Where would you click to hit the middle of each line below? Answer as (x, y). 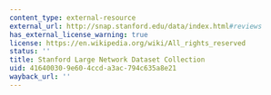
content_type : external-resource (73, 18)
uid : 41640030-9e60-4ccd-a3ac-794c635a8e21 (93, 69)
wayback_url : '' (40, 77)
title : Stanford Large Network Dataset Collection (107, 60)
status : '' (30, 52)
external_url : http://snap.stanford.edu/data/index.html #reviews (135, 26)
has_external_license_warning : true (79, 34)
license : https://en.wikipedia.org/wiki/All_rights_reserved (128, 43)
